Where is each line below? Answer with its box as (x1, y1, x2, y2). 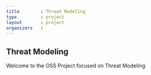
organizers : (6, 25, 44, 31)
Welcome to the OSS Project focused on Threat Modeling (6, 62, 146, 69)
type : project (6, 14, 65, 20)
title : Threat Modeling (6, 8, 86, 15)
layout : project (6, 19, 65, 25)
